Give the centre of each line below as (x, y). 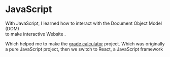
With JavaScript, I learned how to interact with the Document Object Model (84, 23)
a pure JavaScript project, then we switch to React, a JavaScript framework (84, 49)
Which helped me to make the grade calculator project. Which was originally (85, 43)
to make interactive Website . (36, 34)
